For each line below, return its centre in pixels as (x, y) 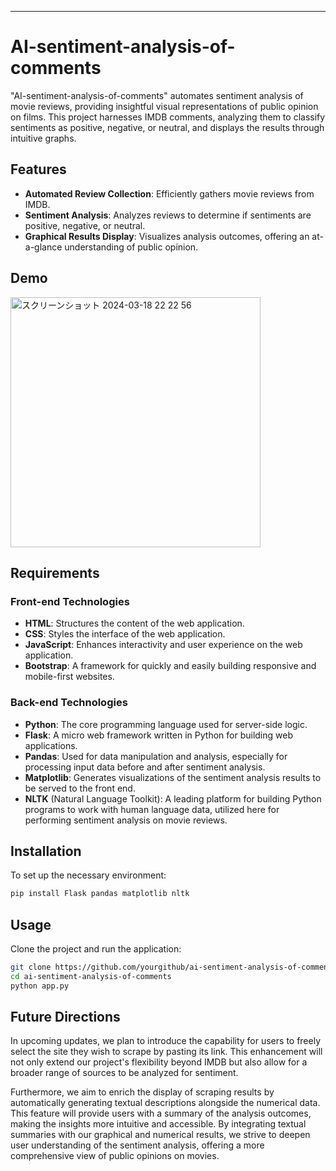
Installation (46, 851)
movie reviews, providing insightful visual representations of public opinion (164, 106)
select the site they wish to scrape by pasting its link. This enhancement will (166, 1052)
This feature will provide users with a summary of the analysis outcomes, (161, 1113)
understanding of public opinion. (131, 247)
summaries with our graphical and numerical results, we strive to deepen (160, 1135)
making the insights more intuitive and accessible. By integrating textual (158, 1124)
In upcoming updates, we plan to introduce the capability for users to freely (166, 1041)
